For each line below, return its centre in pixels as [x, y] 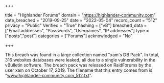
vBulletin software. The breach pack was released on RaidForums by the [78, 65]
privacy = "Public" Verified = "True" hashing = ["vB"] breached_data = [76, 25]
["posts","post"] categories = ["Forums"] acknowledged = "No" [69, 36]
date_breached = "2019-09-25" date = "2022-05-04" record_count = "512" [81, 20]
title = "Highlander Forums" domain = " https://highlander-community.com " [80, 15]
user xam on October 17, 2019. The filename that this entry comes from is [79, 70]
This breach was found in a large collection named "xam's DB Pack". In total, [82, 55]
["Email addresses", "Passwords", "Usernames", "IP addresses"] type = [77, 31]
